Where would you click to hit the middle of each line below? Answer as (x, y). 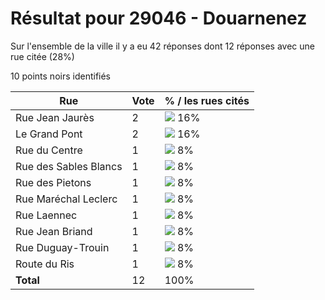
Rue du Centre (49, 150)
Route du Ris (45, 264)
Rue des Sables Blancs (69, 166)
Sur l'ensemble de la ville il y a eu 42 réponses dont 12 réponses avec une (163, 46)
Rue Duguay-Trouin (62, 247)
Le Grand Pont (49, 134)
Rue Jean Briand (54, 231)
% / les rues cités (207, 100)
